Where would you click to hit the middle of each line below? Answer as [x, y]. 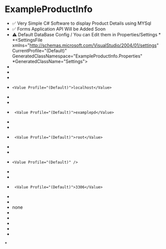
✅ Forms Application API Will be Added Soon [59, 29]
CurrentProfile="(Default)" [39, 50]
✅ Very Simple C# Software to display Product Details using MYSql [82, 23]
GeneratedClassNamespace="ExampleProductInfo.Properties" [77, 56]
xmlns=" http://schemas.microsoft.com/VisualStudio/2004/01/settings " [85, 45]
